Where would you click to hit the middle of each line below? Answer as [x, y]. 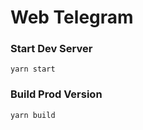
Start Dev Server [51, 49]
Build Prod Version [56, 94]
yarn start [33, 69]
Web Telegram [72, 17]
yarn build [33, 115]
